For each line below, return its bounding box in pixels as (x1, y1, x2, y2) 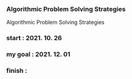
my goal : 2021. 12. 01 (6, 50, 71, 59)
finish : (6, 66, 27, 75)
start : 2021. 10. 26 (6, 34, 62, 43)
